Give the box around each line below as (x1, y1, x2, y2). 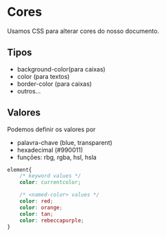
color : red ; (19, 198, 54, 205)
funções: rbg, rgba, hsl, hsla (16, 153, 97, 161)
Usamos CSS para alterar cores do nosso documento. (7, 27, 160, 35)
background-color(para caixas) (16, 65, 106, 73)
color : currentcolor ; (19, 179, 81, 186)
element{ (7, 166, 32, 173)
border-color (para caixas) (16, 80, 93, 88)
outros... (16, 87, 41, 95)
